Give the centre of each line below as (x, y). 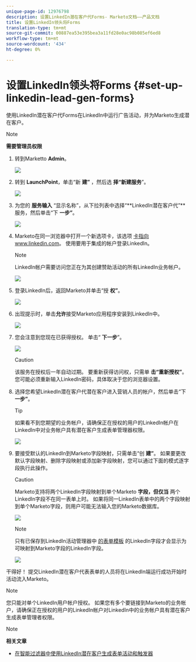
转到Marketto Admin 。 (42, 158)
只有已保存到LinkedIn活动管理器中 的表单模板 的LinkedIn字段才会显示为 (101, 540)
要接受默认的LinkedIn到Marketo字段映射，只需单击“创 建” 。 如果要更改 (100, 453)
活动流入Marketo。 (29, 578)
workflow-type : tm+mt (32, 39)
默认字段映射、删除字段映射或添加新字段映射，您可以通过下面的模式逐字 (102, 460)
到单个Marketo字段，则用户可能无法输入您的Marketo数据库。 (88, 506)
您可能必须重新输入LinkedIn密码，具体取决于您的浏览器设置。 (89, 379)
